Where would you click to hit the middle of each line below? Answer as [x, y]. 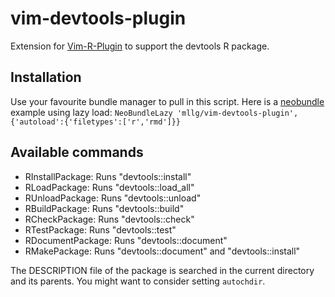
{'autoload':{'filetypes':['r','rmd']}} [96, 122]
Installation [46, 77]
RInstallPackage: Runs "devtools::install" [108, 176]
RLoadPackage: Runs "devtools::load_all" [109, 187]
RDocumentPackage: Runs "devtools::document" [126, 240]
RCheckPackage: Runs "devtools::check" [109, 219]
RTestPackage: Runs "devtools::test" [100, 229]
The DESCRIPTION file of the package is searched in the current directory [162, 270]
